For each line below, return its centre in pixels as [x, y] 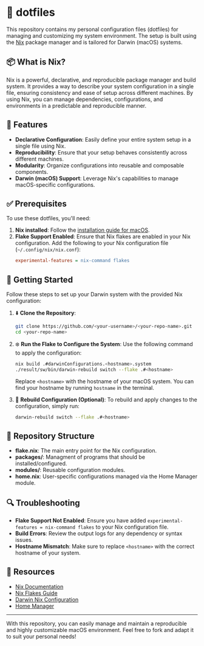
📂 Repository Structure [50, 436]
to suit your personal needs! [41, 636]
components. [32, 172]
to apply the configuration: [48, 353]
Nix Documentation [39, 586]
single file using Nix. [40, 146]
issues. [24, 540]
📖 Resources [31, 572]
